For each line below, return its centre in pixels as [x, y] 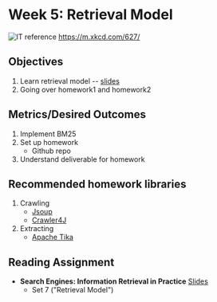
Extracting [37, 229]
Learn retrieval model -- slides [69, 80]
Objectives [36, 62]
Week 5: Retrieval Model [91, 15]
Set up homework [49, 142]
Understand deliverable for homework [82, 159]
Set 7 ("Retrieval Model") [73, 290]
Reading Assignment [61, 262]
